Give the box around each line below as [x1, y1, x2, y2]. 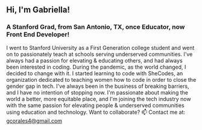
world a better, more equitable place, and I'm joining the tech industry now [6, 95, 191, 102]
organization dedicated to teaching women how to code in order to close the [6, 76, 197, 83]
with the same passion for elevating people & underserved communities [6, 102, 185, 109]
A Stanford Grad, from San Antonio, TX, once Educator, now [6, 23, 185, 31]
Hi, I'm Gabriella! [6, 5, 71, 15]
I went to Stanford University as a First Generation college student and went [6, 44, 195, 51]
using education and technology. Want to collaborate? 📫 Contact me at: [6, 108, 186, 116]
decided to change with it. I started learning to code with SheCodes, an [6, 69, 183, 77]
